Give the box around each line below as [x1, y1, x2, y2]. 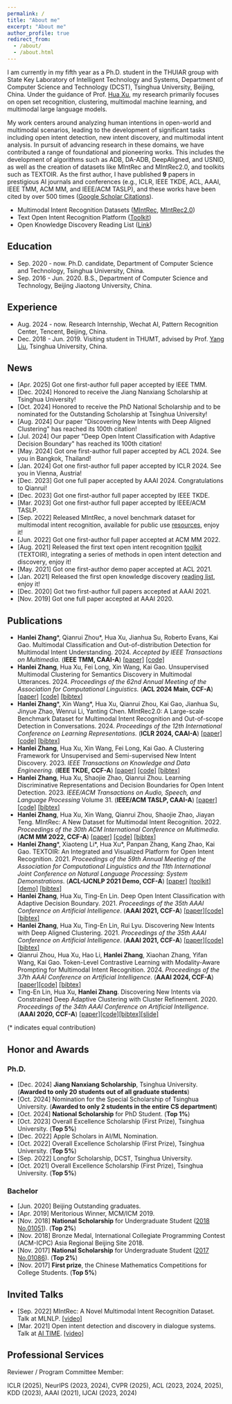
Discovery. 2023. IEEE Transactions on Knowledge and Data [17, 759, 190, 767]
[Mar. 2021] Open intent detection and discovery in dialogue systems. [17, 1321, 216, 1330]
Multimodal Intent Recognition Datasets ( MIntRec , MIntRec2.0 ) [17, 206, 195, 214]
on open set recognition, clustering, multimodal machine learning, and [7, 97, 207, 106]
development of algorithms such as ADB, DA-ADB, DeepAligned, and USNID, [7, 155, 225, 163]
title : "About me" [7, 17, 60, 24]
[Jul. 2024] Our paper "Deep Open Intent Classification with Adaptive [17, 432, 216, 441]
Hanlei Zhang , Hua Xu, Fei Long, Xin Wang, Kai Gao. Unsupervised [17, 663, 209, 671]
